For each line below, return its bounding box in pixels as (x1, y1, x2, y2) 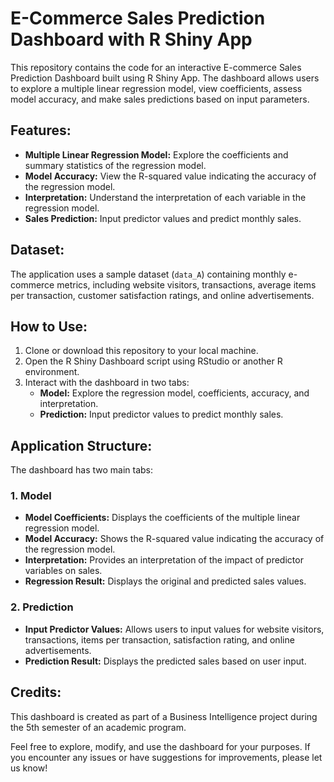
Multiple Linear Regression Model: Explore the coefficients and (24, 148, 289, 161)
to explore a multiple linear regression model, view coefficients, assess (10, 82, 303, 94)
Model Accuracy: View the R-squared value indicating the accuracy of (24, 170, 317, 182)
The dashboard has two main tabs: (10, 464, 154, 476)
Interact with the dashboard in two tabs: (24, 377, 190, 389)
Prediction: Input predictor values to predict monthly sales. (39, 408, 284, 421)
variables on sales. (24, 565, 103, 577)
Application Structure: (10, 437, 153, 454)
